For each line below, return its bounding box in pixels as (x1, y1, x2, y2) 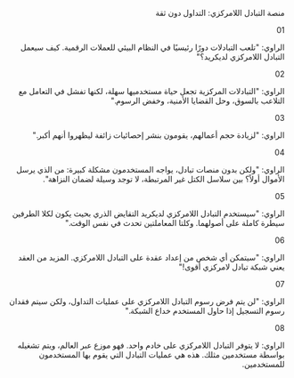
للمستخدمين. (241, 359, 285, 369)
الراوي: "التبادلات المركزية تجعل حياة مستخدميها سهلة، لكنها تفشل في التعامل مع (18, 86, 285, 96)
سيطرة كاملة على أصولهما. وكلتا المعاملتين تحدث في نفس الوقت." (64, 218, 285, 228)
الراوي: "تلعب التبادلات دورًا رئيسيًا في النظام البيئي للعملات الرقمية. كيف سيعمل (20, 42, 285, 52)
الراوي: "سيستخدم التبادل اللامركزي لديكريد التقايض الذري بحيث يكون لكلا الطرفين (12, 208, 285, 219)
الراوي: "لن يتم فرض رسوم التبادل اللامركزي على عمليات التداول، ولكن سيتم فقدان (9, 296, 285, 306)
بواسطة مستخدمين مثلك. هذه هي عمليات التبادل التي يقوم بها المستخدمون (38, 350, 285, 359)
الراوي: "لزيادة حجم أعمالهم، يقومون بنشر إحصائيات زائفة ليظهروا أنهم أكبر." (32, 130, 285, 141)
